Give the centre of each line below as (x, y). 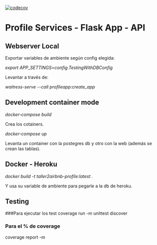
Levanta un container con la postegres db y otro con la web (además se (79, 143)
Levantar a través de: (27, 77)
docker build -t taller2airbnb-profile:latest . (49, 176)
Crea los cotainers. (24, 124)
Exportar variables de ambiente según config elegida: (60, 58)
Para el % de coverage (33, 226)
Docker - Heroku (31, 164)
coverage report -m (25, 237)
